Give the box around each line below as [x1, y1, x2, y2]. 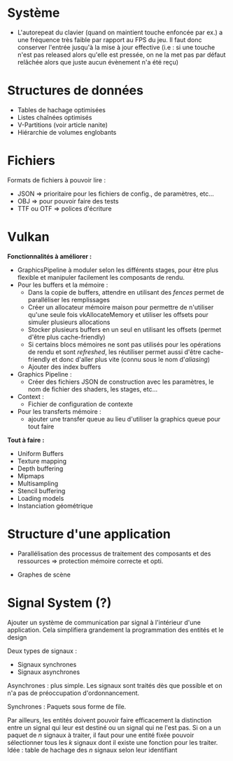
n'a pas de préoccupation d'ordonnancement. [7, 689, 140, 697]
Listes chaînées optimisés [17, 113, 92, 121]
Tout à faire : [7, 436, 45, 444]
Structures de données [7, 83, 143, 99]
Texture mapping [17, 457, 67, 465]
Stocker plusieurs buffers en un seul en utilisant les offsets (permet [27, 325, 222, 334]
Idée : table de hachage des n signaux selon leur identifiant [7, 746, 178, 754]
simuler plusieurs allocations [27, 318, 111, 326]
